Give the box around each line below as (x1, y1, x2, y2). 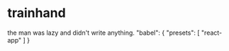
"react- (201, 28, 223, 37)
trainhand (7, 5, 66, 21)
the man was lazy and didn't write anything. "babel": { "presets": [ (7, 28, 200, 37)
